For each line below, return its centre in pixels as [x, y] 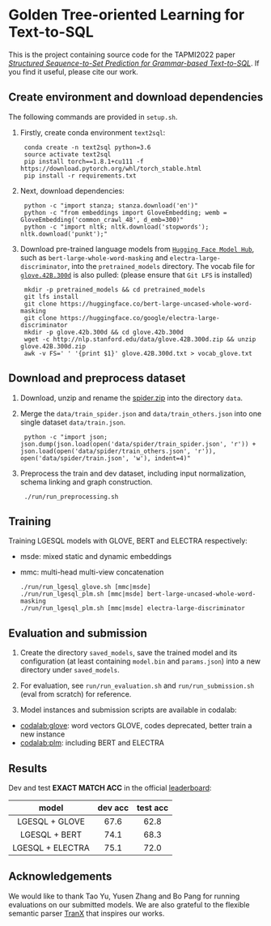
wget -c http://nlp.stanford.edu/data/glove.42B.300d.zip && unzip [140, 339]
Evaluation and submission [78, 633]
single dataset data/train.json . [73, 422]
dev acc [113, 808]
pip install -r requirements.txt [80, 176]
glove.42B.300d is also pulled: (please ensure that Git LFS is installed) [136, 275]
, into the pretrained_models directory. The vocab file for [161, 266]
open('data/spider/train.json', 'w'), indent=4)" [106, 458]
